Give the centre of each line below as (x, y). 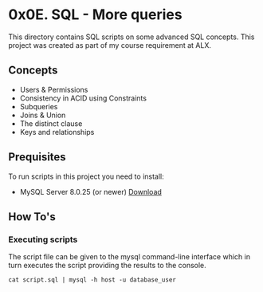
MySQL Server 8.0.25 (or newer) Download (90, 191)
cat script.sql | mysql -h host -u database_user (92, 280)
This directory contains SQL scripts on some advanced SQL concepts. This (131, 37)
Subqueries (39, 106)
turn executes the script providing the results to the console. (108, 266)
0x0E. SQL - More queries (95, 15)
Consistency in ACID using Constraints (83, 98)
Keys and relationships (57, 132)
